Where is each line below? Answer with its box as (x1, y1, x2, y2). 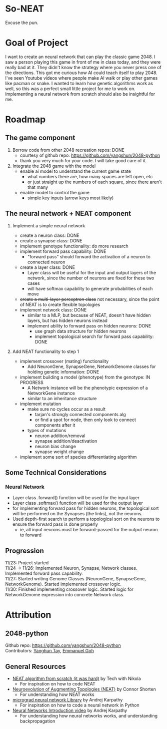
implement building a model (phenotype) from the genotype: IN (19, 374, 150, 380)
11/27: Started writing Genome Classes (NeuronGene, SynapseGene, (5, 576, 146, 582)
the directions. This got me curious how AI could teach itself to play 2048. (5, 70, 157, 76)
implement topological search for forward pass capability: (34, 333, 154, 339)
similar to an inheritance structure (27, 395, 97, 401)
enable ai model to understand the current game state (19, 168, 131, 174)
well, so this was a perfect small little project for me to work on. (5, 86, 136, 92)
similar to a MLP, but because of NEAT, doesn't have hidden (27, 312, 151, 318)
